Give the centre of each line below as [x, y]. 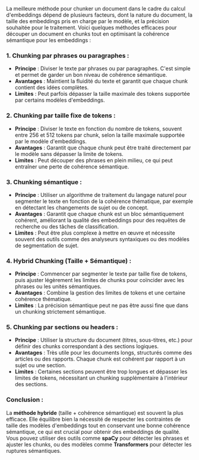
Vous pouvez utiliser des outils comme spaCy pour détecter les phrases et [97, 438]
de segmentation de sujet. [47, 245]
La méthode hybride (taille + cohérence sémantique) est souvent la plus [95, 412]
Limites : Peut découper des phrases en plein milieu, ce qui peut [94, 160]
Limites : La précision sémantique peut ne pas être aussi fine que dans [102, 305]
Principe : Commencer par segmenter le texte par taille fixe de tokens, [101, 274]
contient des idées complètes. [52, 87]
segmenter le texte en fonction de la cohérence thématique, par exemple [104, 201]
